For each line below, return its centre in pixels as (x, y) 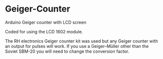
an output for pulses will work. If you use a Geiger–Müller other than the (77, 46)
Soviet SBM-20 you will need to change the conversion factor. (67, 51)
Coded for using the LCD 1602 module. (44, 31)
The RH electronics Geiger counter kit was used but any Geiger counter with (81, 41)
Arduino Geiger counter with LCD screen (46, 22)
